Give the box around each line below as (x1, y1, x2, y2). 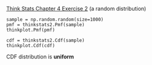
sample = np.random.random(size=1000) (6, 17, 104, 23)
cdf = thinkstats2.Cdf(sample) (6, 38, 85, 44)
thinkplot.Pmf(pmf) (6, 27, 55, 33)
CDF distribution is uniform (6, 53, 74, 60)
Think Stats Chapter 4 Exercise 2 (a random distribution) (6, 5, 147, 12)
